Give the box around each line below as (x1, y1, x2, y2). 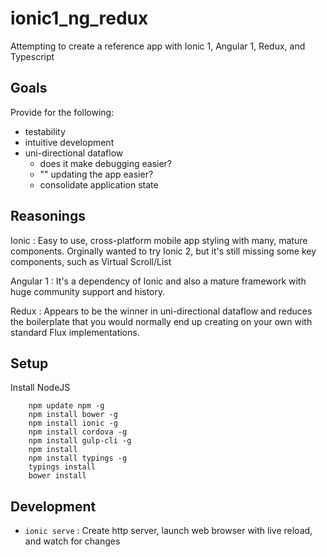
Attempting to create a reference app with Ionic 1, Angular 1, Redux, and (10, 40, 306, 52)
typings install (28, 462, 97, 472)
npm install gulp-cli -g (28, 436, 132, 446)
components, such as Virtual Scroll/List (10, 255, 172, 267)
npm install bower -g (28, 410, 118, 420)
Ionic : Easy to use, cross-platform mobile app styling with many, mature (10, 234, 308, 246)
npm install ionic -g (28, 418, 118, 429)
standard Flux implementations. (10, 326, 140, 338)
